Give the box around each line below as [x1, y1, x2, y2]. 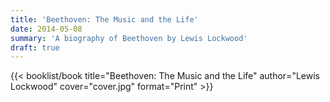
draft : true [10, 42, 60, 53]
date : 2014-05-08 [10, 24, 83, 34]
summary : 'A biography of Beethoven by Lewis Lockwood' [10, 33, 248, 43]
